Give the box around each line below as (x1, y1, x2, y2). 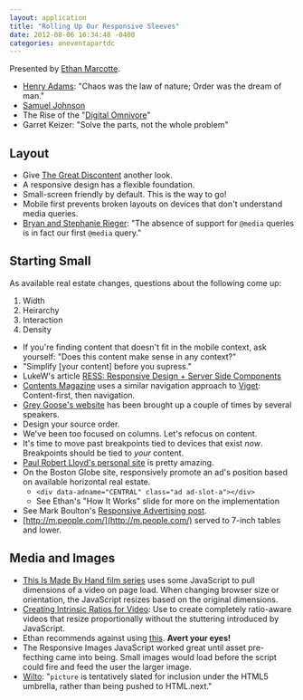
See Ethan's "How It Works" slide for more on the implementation (35, 495, 280, 506)
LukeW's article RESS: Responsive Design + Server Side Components (22, 370, 282, 381)
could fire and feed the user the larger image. (22, 661, 192, 672)
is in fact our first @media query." (22, 227, 142, 238)
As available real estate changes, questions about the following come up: (9, 277, 282, 288)
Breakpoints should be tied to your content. (22, 447, 185, 458)
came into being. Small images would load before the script (55, 651, 278, 662)
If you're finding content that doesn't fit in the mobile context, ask (22, 341, 267, 352)
